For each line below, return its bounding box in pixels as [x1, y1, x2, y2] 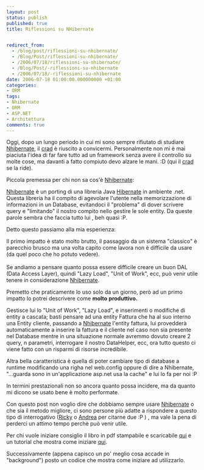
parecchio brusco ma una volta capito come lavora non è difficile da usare [6, 244, 192, 251]
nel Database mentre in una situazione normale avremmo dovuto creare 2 [6, 333, 191, 340]
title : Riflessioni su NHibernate [6, 26, 94, 32]
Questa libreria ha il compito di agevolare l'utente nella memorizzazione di [6, 195, 192, 202]
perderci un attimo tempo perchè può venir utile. [6, 420, 128, 427]
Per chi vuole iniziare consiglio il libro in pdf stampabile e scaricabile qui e [6, 432, 192, 439]
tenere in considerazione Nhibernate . [6, 277, 100, 284]
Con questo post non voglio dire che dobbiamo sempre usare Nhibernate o [6, 400, 194, 408]
